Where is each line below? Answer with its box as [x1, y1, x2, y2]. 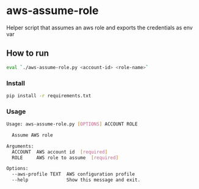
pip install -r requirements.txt [6, 92, 92, 98]
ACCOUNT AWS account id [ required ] [12, 149, 108, 155]
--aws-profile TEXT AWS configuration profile [12, 171, 136, 177]
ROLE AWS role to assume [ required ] [12, 154, 119, 161]
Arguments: [6, 143, 34, 149]
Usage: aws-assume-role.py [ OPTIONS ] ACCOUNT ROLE [6, 121, 138, 127]
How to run [6, 48, 49, 59]
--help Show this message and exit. [12, 177, 140, 183]
